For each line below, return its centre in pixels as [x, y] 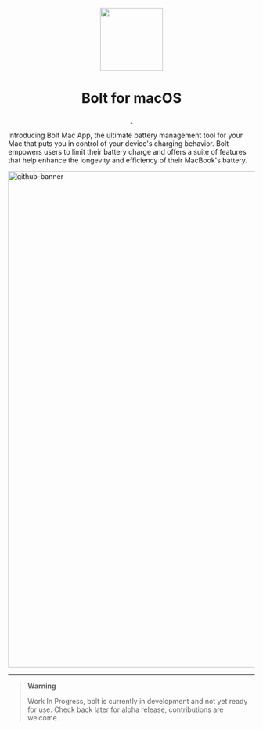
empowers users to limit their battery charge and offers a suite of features [127, 151]
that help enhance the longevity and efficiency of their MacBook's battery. [128, 160]
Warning [41, 686]
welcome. [43, 717]
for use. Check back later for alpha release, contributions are [125, 709]
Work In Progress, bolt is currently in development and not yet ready [137, 701]
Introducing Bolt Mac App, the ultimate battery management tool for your [126, 135]
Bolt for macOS [131, 98]
